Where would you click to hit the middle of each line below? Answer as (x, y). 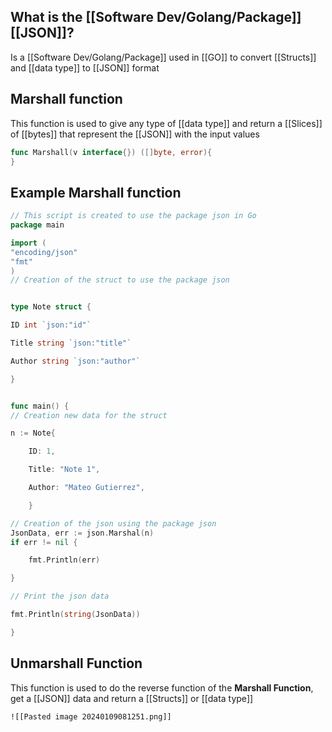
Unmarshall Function (76, 663)
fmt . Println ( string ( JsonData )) (75, 615)
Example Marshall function (96, 192)
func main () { (40, 406)
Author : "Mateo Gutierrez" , (86, 488)
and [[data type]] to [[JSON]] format (85, 67)
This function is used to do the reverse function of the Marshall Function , (162, 687)
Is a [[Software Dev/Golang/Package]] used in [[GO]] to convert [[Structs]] (163, 57)
